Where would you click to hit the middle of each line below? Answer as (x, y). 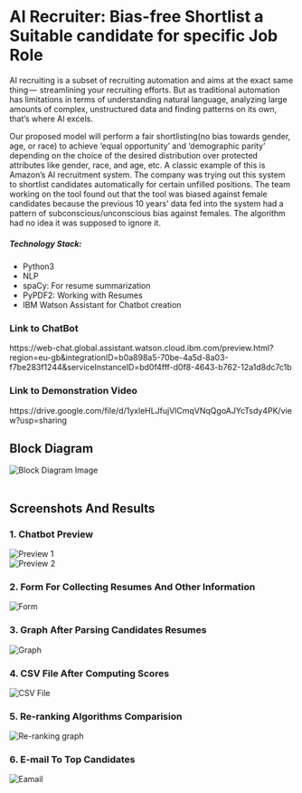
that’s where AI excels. (51, 119)
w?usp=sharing (38, 420)
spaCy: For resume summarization (86, 285)
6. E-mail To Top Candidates (72, 760)
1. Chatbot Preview (51, 534)
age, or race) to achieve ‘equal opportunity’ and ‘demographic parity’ (137, 146)
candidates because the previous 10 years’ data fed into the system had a (146, 203)
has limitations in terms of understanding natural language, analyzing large (148, 99)
